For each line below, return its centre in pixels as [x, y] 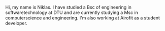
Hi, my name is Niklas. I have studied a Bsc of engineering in [69, 7]
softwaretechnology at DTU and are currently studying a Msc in [72, 12]
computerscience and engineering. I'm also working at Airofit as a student [82, 18]
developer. [16, 23]
